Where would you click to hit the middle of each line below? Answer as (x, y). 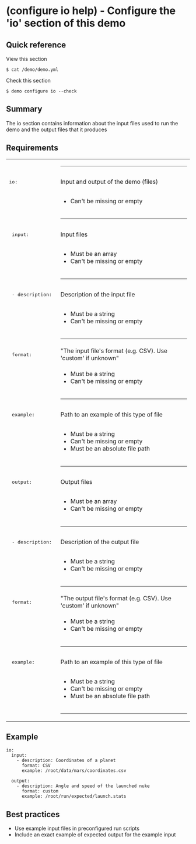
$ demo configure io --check (41, 91)
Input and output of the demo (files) (109, 182)
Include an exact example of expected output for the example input (95, 835)
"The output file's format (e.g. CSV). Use (116, 599)
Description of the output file (100, 542)
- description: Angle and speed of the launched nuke (83, 786)
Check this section (29, 81)
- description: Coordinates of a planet (66, 761)
